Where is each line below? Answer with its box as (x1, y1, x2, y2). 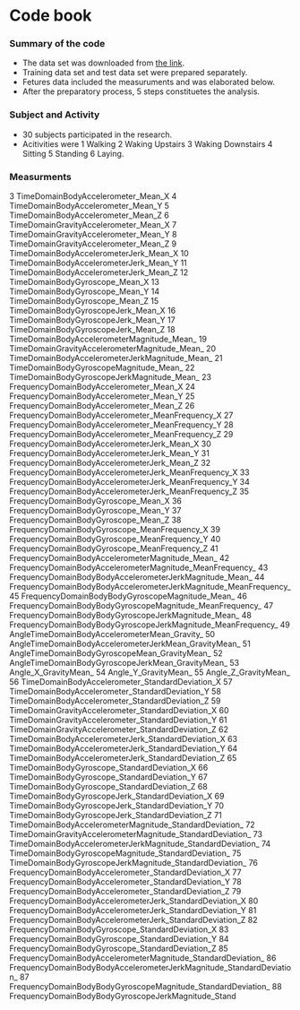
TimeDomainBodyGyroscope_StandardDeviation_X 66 (9, 763, 209, 773)
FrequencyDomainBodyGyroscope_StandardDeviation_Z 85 (9, 943, 228, 954)
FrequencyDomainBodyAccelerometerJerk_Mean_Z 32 (9, 458, 211, 469)
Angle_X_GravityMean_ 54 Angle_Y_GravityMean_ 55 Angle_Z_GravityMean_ (9, 667, 291, 678)
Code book (9, 5, 92, 26)
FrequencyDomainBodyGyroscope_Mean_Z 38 (9, 514, 182, 525)
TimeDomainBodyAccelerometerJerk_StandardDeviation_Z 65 (9, 753, 237, 764)
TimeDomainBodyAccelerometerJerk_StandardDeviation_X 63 (9, 734, 238, 745)
